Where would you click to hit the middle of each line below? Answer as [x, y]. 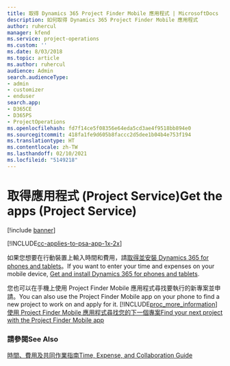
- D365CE [20, 109]
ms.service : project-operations [53, 39]
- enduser [21, 97]
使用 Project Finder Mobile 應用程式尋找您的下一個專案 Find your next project [115, 312]
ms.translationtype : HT [41, 141]
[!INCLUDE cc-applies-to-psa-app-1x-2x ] [65, 243]
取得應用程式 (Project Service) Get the [115, 196]
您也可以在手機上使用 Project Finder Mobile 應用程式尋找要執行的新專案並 [111, 288]
